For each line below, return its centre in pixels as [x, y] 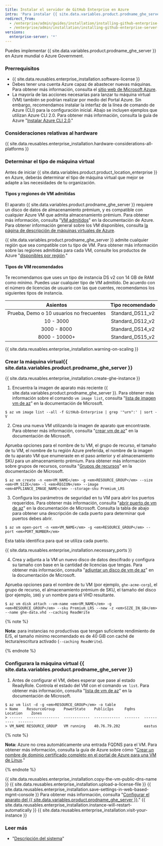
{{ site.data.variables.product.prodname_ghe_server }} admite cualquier [77, 240]
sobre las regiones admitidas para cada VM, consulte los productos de [76, 250]
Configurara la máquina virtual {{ [45, 664]
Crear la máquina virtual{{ [36, 362]
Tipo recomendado [133, 305]
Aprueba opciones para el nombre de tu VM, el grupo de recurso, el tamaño [81, 445]
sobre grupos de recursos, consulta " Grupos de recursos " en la [69, 466]
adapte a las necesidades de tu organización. [50, 182]
